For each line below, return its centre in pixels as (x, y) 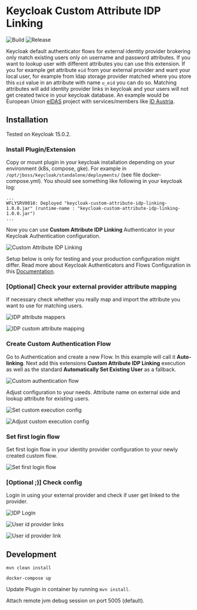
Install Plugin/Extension (41, 149)
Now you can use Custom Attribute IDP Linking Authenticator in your (91, 230)
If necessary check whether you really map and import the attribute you (93, 300)
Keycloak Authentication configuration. (53, 236)
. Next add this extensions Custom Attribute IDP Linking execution (104, 363)
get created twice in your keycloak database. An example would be (88, 95)
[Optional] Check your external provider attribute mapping (91, 286)
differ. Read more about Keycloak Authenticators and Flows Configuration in (98, 265)
